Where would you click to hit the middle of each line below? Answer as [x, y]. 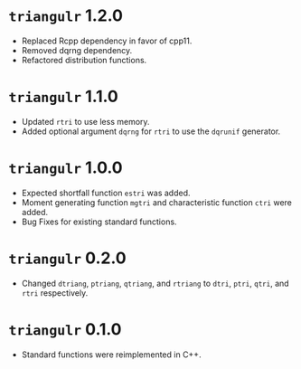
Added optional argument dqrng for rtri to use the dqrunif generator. [151, 131]
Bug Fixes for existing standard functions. [99, 222]
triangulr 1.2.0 [66, 16]
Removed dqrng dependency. [77, 50]
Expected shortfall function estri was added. [106, 193]
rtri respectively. [55, 293]
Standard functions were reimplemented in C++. [111, 355]
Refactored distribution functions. [84, 60]
